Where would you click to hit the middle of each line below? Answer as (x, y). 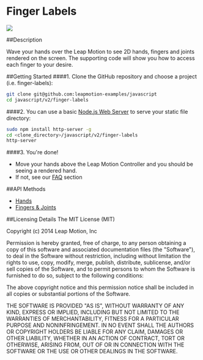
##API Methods (26, 189)
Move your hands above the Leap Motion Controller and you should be (104, 164)
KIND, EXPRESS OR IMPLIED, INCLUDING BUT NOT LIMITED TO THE (93, 312)
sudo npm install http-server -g (49, 129)
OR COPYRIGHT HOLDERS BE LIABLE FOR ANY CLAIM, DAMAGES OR (95, 332)
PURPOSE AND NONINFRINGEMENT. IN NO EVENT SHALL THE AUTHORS (100, 325)
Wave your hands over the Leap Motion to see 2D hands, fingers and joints (100, 51)
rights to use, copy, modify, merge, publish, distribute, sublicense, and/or (98, 263)
